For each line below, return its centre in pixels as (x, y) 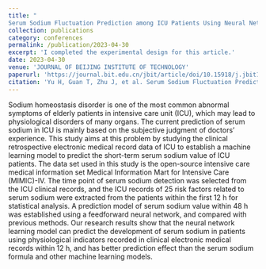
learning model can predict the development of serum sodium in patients (127, 231)
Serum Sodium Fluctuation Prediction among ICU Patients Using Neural (127, 23)
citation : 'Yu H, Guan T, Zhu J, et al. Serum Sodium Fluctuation (120, 82)
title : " (23, 15)
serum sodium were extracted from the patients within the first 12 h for (123, 197)
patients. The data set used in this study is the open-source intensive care (129, 163)
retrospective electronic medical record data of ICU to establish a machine (129, 147)
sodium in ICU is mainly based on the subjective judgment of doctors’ (122, 130)
